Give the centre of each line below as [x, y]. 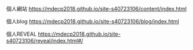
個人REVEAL [22, 34]
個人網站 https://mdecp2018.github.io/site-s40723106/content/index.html [96, 9]
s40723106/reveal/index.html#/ [45, 41]
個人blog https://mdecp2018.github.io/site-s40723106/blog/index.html [93, 21]
